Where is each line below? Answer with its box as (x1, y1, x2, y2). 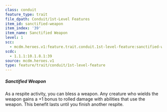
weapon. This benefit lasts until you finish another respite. (5, 102, 124, 108)
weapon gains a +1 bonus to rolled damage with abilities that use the (5, 96, 146, 102)
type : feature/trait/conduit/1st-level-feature (5, 63, 106, 68)
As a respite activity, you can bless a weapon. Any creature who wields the (5, 91, 159, 97)
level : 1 (5, 35, 23, 40)
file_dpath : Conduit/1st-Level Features (5, 16, 90, 21)
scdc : (5, 49, 16, 54)
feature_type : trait (5, 12, 48, 17)
